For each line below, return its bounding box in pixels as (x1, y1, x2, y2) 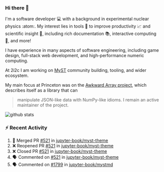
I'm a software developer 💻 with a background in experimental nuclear (5, 16, 149, 22)
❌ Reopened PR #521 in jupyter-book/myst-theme (12, 142, 114, 148)
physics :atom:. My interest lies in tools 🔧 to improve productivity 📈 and (5, 23, 151, 29)
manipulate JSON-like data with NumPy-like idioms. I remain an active (17, 97, 159, 103)
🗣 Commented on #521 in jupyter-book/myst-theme (12, 154, 119, 160)
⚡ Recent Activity (5, 124, 48, 131)
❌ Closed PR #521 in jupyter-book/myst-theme (12, 148, 107, 154)
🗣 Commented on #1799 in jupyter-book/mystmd (12, 161, 113, 167)
